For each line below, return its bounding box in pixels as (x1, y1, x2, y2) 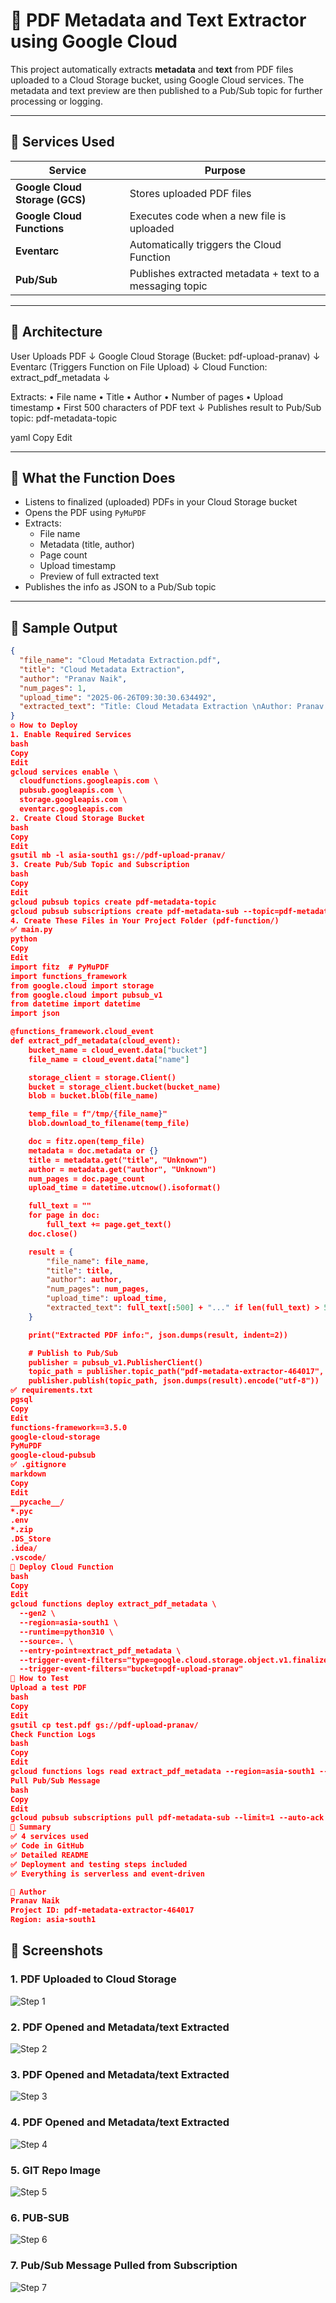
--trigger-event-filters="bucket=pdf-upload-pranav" (19, 1664, 244, 1674)
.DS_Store (10, 1534, 52, 1544)
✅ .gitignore (10, 1460, 67, 1470)
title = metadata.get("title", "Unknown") (28, 1155, 208, 1165)
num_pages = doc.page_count (28, 1174, 145, 1184)
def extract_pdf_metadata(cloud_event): (10, 1036, 182, 1046)
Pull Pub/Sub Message (10, 1775, 101, 1786)
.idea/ (10, 1544, 38, 1554)
